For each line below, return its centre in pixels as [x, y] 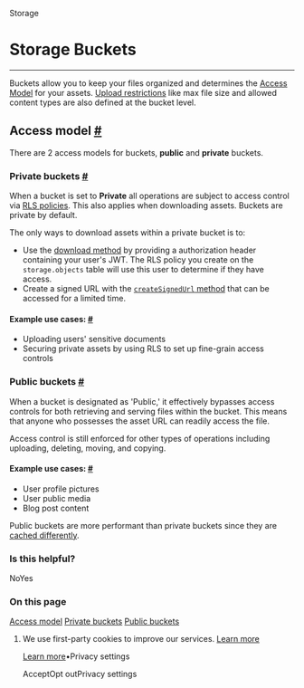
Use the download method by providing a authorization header [139, 250]
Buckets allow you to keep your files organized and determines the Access [148, 83]
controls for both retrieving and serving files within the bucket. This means [148, 411]
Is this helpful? [43, 559]
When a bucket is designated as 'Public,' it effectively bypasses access [142, 401]
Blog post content [56, 508]
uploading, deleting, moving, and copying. [88, 448]
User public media [57, 498]
